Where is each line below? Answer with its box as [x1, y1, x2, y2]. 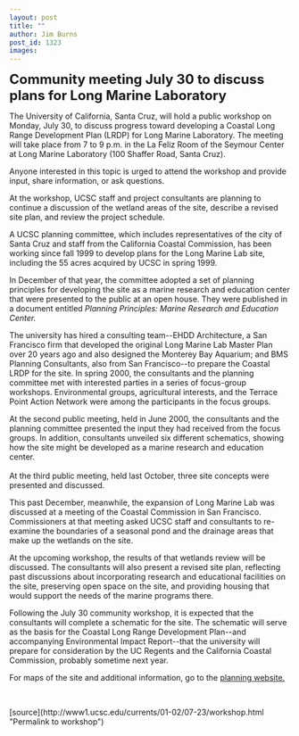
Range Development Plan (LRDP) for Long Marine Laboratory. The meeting [9, 130, 284, 141]
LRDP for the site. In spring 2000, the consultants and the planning [9, 368, 254, 379]
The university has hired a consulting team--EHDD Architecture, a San [9, 330, 268, 341]
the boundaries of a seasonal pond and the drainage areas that [42, 525, 274, 536]
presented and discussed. [9, 480, 105, 491]
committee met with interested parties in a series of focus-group [9, 377, 247, 388]
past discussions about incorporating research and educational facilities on [9, 572, 286, 583]
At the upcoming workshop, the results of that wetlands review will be [9, 552, 266, 563]
